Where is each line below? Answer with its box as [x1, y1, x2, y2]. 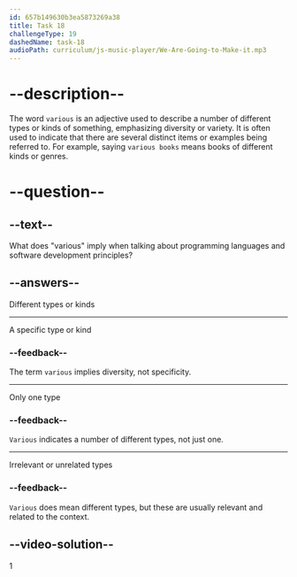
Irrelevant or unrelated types [9, 459, 113, 470]
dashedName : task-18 [9, 37, 86, 47]
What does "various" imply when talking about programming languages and [9, 241, 286, 251]
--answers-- [9, 275, 80, 290]
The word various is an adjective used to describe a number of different [9, 113, 271, 124]
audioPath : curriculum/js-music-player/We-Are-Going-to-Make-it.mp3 [9, 46, 267, 55]
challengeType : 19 [9, 29, 77, 38]
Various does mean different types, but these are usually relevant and [9, 502, 263, 512]
